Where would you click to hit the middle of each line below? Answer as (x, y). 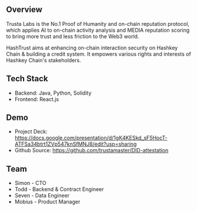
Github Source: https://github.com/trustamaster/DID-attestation (91, 150)
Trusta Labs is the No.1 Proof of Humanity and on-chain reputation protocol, (98, 24)
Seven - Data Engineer (42, 196)
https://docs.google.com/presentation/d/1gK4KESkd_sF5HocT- (91, 138)
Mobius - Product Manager (47, 202)
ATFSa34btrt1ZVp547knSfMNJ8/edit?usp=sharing (76, 144)
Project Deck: (31, 132)
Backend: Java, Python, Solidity (53, 93)
